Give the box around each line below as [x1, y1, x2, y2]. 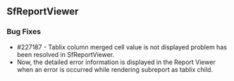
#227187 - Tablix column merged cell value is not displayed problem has [16, 42, 227, 51]
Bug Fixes [6, 27, 42, 37]
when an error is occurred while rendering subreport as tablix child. [16, 65, 213, 73]
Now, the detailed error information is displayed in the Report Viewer [16, 58, 216, 66]
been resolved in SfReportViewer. [16, 50, 114, 58]
